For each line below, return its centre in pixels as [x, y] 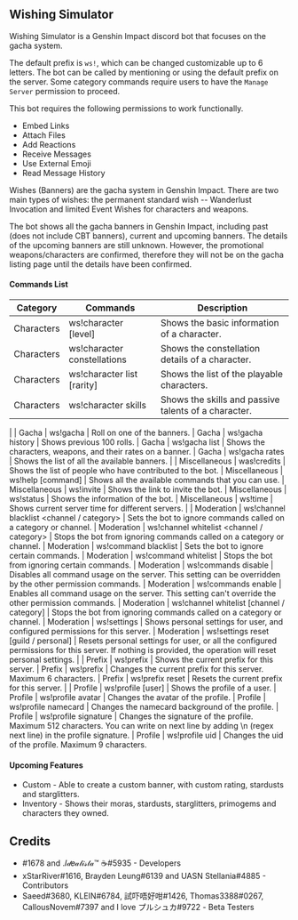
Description [223, 308]
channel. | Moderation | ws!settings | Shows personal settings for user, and [146, 622]
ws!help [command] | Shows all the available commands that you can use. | [147, 480]
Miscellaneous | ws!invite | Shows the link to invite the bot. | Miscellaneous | [148, 489]
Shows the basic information [220, 323]
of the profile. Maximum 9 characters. [78, 745]
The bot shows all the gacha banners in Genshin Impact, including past [139, 226]
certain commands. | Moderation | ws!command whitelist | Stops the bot [141, 556]
